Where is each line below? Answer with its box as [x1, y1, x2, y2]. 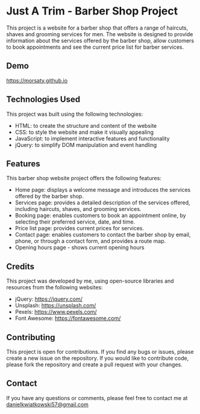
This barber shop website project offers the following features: [6, 175, 161, 182]
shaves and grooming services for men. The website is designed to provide [6, 30, 193, 37]
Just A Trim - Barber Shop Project [6, 4, 178, 18]
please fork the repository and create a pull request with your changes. [6, 361, 183, 368]
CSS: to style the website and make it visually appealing [14, 128, 154, 136]
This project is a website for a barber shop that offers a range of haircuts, [6, 24, 189, 31]
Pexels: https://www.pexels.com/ [14, 309, 98, 316]
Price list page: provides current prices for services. [14, 225, 145, 232]
